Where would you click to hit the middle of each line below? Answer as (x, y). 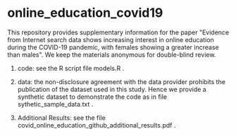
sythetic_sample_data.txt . (55, 104)
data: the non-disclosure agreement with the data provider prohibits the (121, 81)
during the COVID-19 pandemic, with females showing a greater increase (113, 47)
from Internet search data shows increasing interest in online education (111, 39)
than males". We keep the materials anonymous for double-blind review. (112, 55)
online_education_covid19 (85, 13)
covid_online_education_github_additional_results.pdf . (97, 125)
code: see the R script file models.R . (71, 68)
